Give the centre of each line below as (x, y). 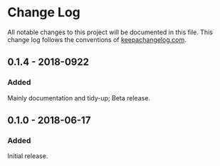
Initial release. (28, 156)
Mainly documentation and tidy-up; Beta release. (79, 98)
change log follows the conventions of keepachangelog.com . (97, 39)
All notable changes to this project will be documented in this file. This (110, 32)
